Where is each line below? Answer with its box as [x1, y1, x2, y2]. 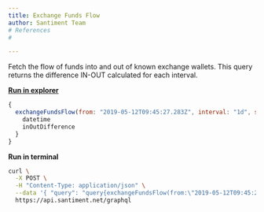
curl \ [8, 167, 30, 175]
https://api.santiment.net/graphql [15, 196, 132, 204]
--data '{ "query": [15, 189, 79, 197]
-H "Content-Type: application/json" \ [15, 182, 146, 190]
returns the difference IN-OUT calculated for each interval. [8, 70, 198, 80]
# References [8, 26, 51, 34]
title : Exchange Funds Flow [8, 11, 101, 20]
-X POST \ [15, 174, 47, 182]
